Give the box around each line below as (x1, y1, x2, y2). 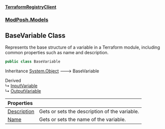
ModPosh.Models (5, 16, 48, 23)
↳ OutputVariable (5, 88, 41, 94)
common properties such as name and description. (5, 50, 109, 56)
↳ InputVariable (5, 83, 38, 89)
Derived (5, 78, 21, 84)
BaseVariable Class (5, 31, 66, 39)
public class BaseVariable (5, 59, 61, 64)
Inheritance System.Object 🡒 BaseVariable (5, 68, 99, 74)
